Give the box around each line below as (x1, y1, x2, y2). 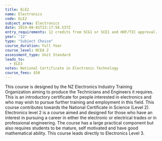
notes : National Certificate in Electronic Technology (5, 66, 119, 71)
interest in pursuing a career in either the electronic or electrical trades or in (5, 115, 157, 121)
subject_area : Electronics (5, 20, 60, 26)
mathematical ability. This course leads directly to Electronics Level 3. (5, 130, 145, 136)
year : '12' (5, 35, 27, 39)
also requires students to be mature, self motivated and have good (5, 125, 139, 131)
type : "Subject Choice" (5, 39, 54, 44)
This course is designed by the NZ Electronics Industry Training (5, 84, 132, 89)
